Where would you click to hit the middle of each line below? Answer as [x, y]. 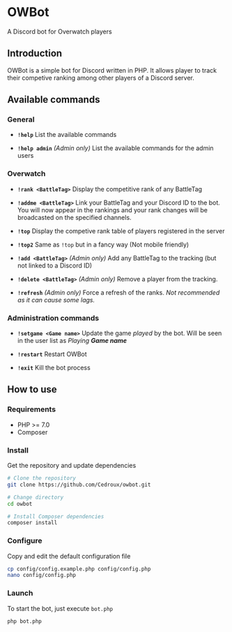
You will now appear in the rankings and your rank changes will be [112, 210]
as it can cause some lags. [56, 300]
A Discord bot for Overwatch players [60, 31]
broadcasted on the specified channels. [74, 217]
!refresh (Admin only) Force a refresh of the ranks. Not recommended [118, 292]
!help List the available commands [67, 135]
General [21, 119]
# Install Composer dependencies [56, 516]
